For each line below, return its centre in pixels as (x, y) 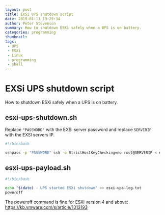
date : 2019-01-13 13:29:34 (33, 19)
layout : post (18, 10)
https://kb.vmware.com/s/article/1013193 (46, 207)
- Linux (15, 55)
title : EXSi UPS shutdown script (39, 14)
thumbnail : (16, 37)
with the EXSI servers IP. (30, 134)
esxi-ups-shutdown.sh (41, 118)
